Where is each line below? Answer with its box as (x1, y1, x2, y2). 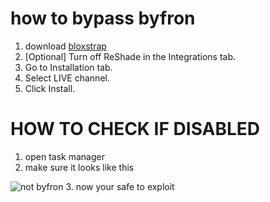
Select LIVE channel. (24, 72, 110, 84)
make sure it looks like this (24, 161, 135, 173)
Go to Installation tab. (24, 61, 113, 73)
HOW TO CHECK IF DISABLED (10, 118, 261, 141)
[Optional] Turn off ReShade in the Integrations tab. (24, 50, 236, 62)
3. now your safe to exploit (65, 180, 175, 192)
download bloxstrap (24, 40, 107, 52)
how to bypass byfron (10, 7, 196, 30)
